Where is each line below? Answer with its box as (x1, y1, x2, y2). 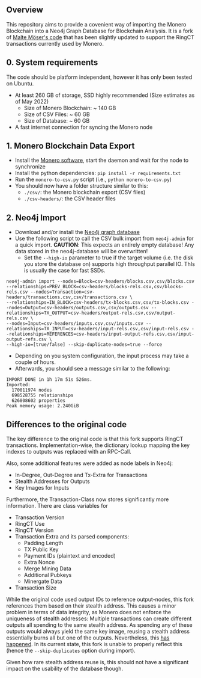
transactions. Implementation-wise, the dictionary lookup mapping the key (6, 442, 190, 449)
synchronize (14, 163, 46, 170)
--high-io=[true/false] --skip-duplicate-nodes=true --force (6, 342, 163, 348)
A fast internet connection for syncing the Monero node (14, 123, 153, 131)
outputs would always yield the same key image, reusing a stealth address (6, 628, 190, 635)
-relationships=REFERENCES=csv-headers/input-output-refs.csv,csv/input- (6, 331, 195, 337)
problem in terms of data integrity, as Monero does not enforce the (6, 609, 172, 616)
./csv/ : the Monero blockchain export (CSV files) (23, 189, 146, 196)
